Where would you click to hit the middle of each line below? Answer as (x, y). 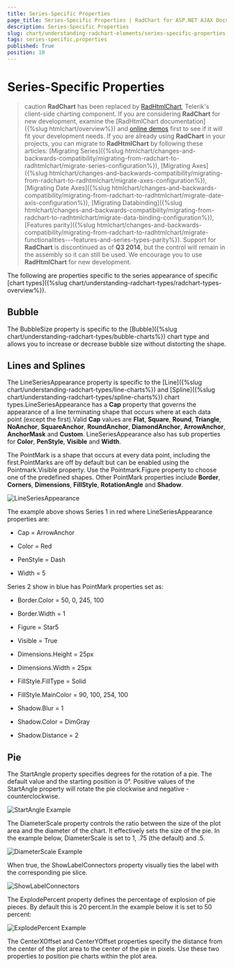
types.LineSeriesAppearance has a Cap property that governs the (102, 404)
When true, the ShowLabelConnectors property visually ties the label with (113, 865)
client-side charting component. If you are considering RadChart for (122, 114)
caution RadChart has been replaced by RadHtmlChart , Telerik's (117, 106)
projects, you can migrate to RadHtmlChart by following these (114, 143)
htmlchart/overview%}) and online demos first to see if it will (136, 128)
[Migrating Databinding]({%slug (137, 202)
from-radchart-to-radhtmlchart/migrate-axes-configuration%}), (116, 180)
